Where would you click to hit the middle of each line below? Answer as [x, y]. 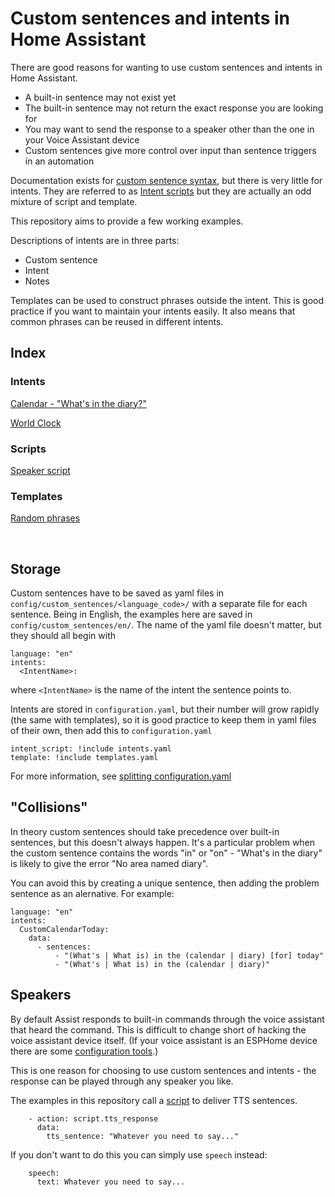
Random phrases [45, 518]
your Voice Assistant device [82, 139]
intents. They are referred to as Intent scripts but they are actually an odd [161, 191]
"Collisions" [49, 807]
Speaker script [40, 470]
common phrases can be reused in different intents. [117, 321]
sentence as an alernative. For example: [92, 893]
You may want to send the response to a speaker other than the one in [169, 129]
